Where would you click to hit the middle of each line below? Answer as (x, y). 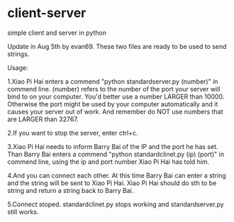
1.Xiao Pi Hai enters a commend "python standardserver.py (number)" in (113, 81)
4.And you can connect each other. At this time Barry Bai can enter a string (117, 175)
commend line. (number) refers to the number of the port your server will (114, 89)
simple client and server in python (57, 33)
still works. (23, 211)
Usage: (18, 67)
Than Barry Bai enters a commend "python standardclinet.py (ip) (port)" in (116, 154)
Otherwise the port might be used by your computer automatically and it (113, 104)
